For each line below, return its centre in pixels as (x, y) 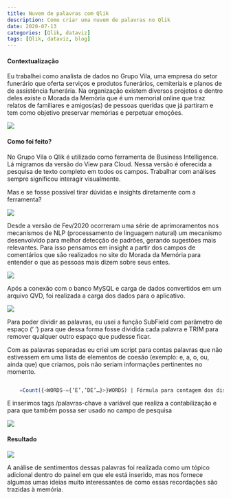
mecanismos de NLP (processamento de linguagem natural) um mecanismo (114, 233)
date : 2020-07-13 (32, 26)
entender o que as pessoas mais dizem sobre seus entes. (89, 262)
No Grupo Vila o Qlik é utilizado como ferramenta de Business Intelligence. (113, 157)
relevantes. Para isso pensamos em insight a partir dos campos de (101, 247)
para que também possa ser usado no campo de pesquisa (90, 410)
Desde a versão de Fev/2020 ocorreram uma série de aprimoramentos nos (113, 225)
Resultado (22, 439)
